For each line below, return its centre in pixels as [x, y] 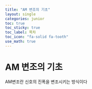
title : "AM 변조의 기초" [28, 10]
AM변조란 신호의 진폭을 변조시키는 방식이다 [46, 82]
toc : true [15, 23]
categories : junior [25, 19]
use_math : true [20, 42]
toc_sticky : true [23, 28]
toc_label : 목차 [20, 32]
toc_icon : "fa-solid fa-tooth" [37, 37]
